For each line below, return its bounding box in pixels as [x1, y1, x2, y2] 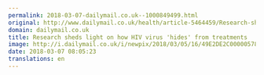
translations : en [8, 55, 65, 63]
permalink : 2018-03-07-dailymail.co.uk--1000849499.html [8, 11, 199, 20]
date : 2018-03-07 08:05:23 [8, 48, 97, 55]
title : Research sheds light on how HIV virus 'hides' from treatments [8, 33, 247, 41]
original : [8, 19, 41, 27]
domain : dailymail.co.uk [8, 26, 90, 34]
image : [8, 41, 30, 48]
